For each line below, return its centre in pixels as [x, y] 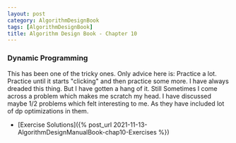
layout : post [26, 14]
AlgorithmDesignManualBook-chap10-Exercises [87, 132]
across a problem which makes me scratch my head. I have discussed [110, 96]
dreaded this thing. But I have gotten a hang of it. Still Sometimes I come [112, 88]
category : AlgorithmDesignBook [53, 20]
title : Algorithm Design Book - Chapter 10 [72, 33]
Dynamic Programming [48, 58]
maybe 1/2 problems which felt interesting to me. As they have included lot [116, 104]
